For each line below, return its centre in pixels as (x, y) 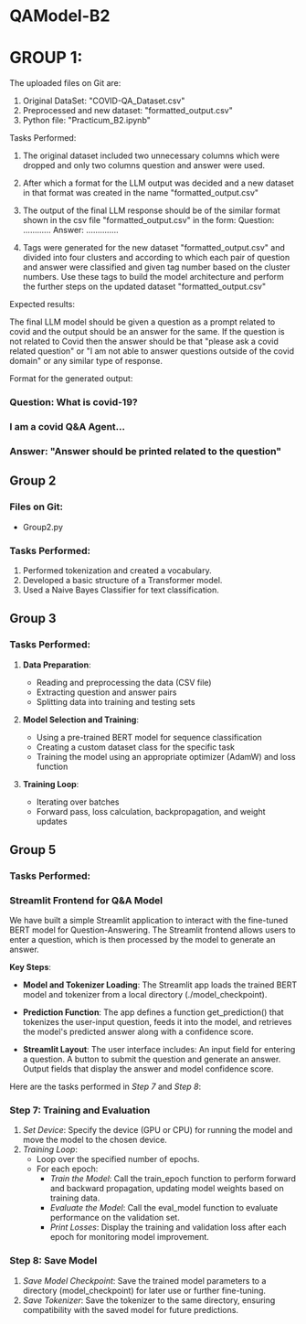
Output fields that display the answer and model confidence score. (148, 1069)
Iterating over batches (78, 802)
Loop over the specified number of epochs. (118, 1159)
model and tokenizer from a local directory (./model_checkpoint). (145, 995)
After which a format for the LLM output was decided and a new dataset (158, 183)
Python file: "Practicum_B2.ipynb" (86, 121)
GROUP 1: (46, 58)
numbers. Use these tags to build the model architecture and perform (153, 277)
